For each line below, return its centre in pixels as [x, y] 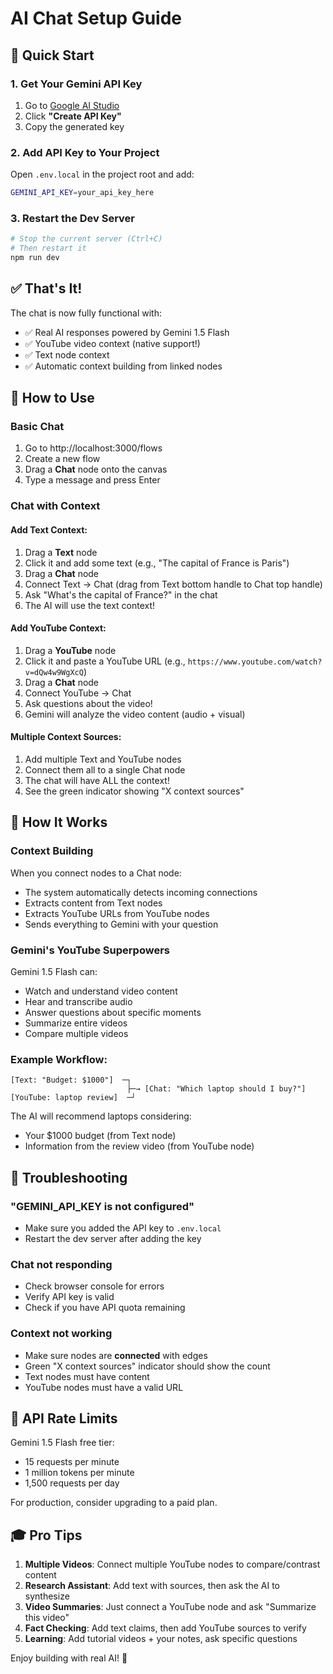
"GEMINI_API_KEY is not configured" [102, 1206]
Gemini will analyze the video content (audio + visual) [135, 714]
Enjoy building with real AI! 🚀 [69, 1658]
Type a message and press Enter [92, 480]
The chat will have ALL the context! [97, 780]
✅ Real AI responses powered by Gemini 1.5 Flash [127, 332]
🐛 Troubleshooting [69, 1177]
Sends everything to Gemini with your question [121, 924]
